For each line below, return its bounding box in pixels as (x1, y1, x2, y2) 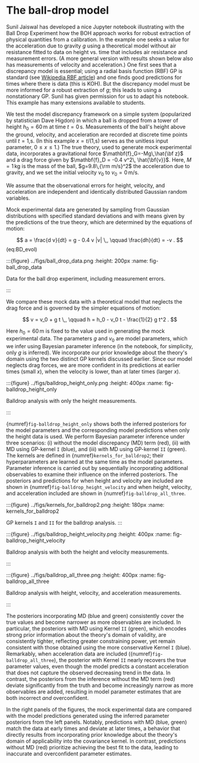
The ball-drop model (6, 4, 109, 17)
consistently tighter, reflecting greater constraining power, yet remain (6, 638, 175, 645)
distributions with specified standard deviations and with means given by (6, 212, 185, 219)
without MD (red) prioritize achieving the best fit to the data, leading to (6, 744, 179, 751)
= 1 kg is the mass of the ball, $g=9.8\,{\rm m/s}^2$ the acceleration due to (6, 162, 190, 169)
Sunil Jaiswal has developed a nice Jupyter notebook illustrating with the (6, 23, 185, 30)
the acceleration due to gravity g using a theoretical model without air (6, 42, 176, 49)
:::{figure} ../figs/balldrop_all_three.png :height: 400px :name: (6, 572, 156, 579)
